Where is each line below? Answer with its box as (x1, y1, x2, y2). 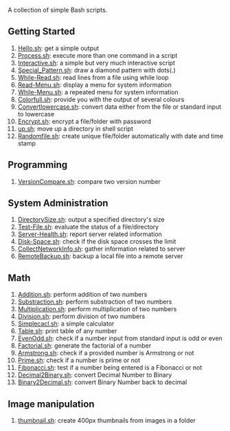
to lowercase (17, 109, 55, 118)
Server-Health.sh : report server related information (17, 230, 162, 238)
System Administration (8, 198, 108, 209)
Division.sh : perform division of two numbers (17, 313, 146, 321)
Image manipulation (8, 398, 95, 410)
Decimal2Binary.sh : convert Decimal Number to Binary (17, 371, 172, 379)
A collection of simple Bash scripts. (8, 6, 108, 14)
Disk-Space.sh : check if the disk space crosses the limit (17, 238, 176, 246)
